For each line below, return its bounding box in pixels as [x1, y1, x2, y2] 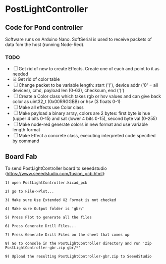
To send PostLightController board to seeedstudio [5, 165, 107, 171]
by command [12, 138, 40, 144]
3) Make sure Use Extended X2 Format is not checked [5, 198, 116, 203]
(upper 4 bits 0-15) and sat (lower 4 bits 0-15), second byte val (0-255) [12, 115, 158, 122]
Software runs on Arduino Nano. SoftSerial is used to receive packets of [5, 36, 152, 42]
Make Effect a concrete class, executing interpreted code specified [18, 133, 156, 139]
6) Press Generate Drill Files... [5, 224, 77, 229]
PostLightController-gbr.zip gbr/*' [5, 245, 81, 251]
